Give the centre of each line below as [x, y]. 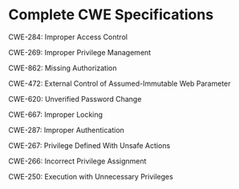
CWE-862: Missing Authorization [63, 68]
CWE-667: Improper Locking [55, 115]
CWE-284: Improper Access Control [68, 37]
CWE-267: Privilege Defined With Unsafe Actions [89, 145]
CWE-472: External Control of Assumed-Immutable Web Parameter [119, 83]
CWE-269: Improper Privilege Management [80, 52]
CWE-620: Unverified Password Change [75, 99]
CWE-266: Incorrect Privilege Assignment [77, 161]
